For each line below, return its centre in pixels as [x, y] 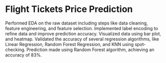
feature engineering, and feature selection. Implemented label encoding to [82, 28]
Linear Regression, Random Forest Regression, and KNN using [69, 44]
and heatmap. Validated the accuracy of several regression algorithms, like [82, 39]
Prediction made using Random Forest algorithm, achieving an [90, 49]
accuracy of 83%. [24, 55]
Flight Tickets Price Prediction [69, 9]
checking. [15, 49]
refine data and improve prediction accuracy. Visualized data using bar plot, [83, 33]
